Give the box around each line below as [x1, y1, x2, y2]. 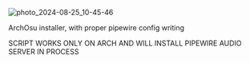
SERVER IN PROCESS [8, 47, 79, 56]
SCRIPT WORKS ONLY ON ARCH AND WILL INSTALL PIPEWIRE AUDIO [8, 38, 242, 48]
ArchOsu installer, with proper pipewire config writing [8, 23, 185, 32]
